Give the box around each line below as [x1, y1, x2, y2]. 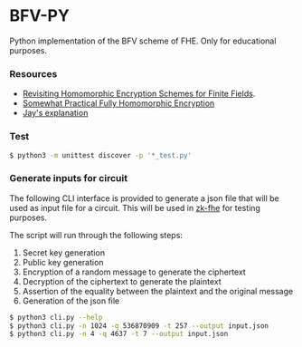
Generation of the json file [22, 295, 120, 306]
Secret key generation [22, 246, 106, 258]
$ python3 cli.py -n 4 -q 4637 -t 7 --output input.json [9, 330, 229, 339]
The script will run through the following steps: [9, 229, 184, 240]
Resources [9, 67, 58, 80]
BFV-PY [9, 5, 70, 26]
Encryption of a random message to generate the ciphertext [22, 266, 246, 277]
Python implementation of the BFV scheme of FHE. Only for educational [9, 35, 277, 46]
